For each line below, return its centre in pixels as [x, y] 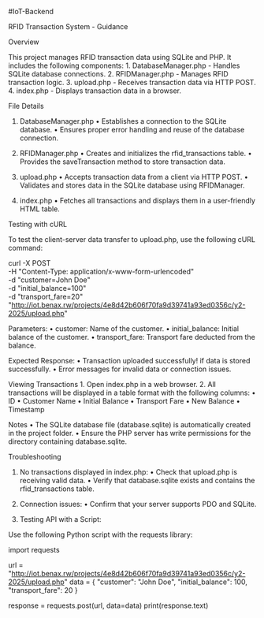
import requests [34, 550]
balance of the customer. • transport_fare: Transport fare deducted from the [132, 337]
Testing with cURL [38, 224]
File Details [26, 106]
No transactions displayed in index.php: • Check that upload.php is [128, 472]
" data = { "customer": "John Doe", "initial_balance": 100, [156, 582]
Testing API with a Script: [60, 519]
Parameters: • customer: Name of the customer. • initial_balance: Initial [123, 329]
